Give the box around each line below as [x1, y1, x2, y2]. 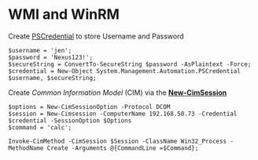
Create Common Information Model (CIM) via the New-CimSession [8, 88, 227, 97]
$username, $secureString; [8, 74, 97, 82]
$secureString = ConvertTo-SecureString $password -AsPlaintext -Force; [8, 60, 252, 68]
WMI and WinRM [8, 5, 120, 24]
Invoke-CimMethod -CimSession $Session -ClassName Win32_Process [8, 137, 227, 145]
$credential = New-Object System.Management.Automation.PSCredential [8, 67, 241, 75]
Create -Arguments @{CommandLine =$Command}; [46, 144, 199, 152]
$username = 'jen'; [8, 46, 72, 54]
